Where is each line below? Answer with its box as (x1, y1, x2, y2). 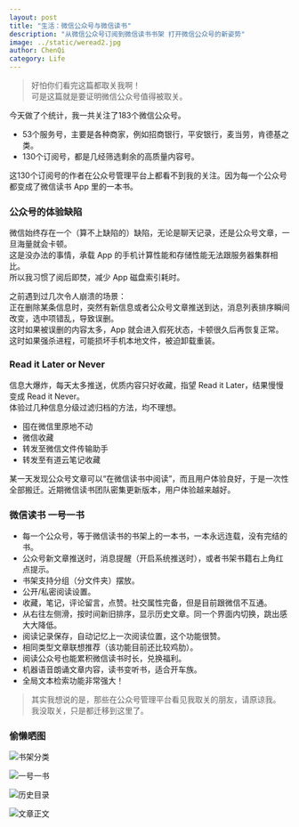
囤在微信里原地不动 (21, 420, 93, 432)
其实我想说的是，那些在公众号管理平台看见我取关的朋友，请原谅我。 (30, 693, 281, 704)
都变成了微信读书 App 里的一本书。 (9, 182, 138, 191)
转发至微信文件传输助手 (21, 442, 109, 454)
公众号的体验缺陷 (9, 206, 83, 218)
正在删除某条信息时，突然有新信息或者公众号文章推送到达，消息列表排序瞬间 (9, 302, 290, 312)
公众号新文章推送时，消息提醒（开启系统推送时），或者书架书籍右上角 (21, 553, 276, 563)
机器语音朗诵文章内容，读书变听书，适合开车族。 (21, 664, 202, 675)
